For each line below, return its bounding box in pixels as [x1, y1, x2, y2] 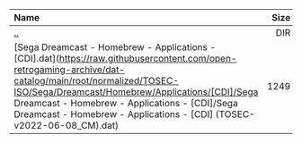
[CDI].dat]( [13, 53, 60, 64]
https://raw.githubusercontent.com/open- [58, 53, 237, 64]
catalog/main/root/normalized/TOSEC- [13, 75, 180, 87]
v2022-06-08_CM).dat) [13, 120, 120, 131]
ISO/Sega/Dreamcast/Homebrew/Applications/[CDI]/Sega [13, 86, 259, 97]
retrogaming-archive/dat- [13, 63, 126, 75]
